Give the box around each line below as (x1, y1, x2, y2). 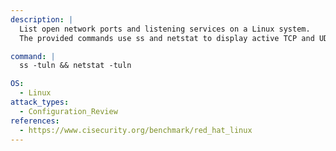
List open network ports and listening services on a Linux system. (19, 24, 311, 34)
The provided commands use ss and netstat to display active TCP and (19, 33, 315, 43)
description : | (10, 14, 74, 25)
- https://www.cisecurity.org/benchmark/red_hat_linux (19, 125, 253, 135)
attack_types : (10, 97, 70, 107)
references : (10, 116, 60, 126)
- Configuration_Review (19, 106, 118, 116)
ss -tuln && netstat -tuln (19, 61, 132, 71)
